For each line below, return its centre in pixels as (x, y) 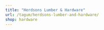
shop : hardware (21, 19)
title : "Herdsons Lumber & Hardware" (45, 10)
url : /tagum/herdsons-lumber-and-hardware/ (52, 15)
